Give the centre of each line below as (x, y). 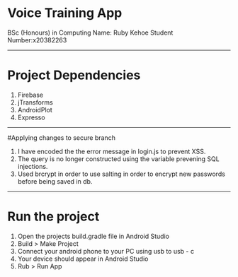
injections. (33, 166)
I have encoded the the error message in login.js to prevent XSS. (112, 151)
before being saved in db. (55, 181)
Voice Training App (65, 13)
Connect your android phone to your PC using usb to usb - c (106, 251)
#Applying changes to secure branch (61, 137)
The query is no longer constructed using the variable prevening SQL (118, 159)
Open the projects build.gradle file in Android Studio (93, 236)
